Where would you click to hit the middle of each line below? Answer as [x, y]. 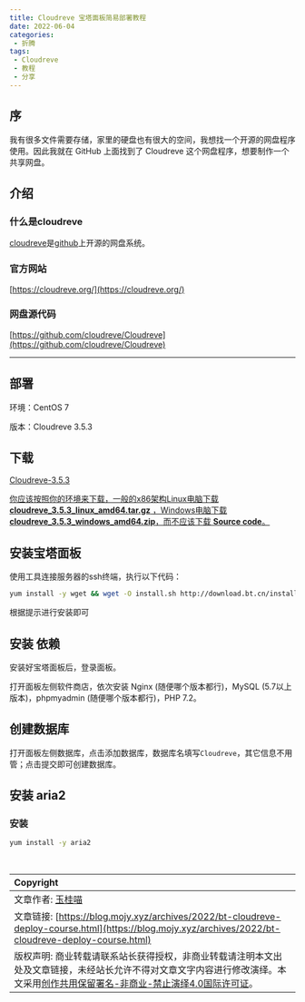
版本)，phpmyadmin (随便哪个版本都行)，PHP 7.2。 [105, 697]
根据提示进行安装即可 [49, 613]
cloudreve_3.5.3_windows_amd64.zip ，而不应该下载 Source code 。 [140, 522]
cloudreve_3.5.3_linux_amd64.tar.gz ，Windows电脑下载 [118, 510]
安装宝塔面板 [45, 553]
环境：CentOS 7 [39, 407]
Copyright [36, 883]
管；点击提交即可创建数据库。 [65, 764]
